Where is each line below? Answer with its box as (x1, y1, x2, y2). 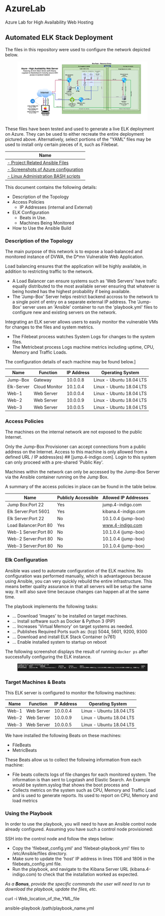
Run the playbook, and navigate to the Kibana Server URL (12, 866, 129, 872)
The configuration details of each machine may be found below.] (5, 358, 136, 364)
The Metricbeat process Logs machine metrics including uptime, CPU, (12, 344, 155, 350)
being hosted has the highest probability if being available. (12, 288, 131, 294)
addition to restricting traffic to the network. (5, 268, 94, 274)
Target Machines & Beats (5, 679, 66, 685)
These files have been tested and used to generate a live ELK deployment (5, 126, 154, 132)
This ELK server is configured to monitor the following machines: (5, 690, 136, 696)
